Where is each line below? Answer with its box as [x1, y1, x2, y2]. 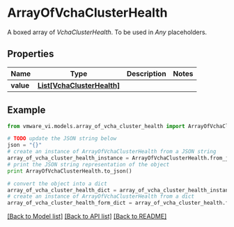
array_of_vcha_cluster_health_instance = [7, 155, 130, 162]
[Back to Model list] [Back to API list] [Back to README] [7, 212, 167, 221]
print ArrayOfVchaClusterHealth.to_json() [7, 167, 132, 175]
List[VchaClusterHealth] [37, 80, 120, 90]
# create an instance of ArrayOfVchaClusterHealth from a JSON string [7, 148, 217, 155]
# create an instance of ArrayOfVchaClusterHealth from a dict [7, 193, 195, 200]
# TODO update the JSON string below [7, 135, 117, 142]
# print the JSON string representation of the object [7, 161, 170, 168]
